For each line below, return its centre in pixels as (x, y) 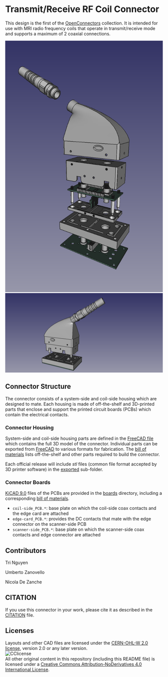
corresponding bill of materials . (37, 498)
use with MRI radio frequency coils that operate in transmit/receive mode (80, 28)
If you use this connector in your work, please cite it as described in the (79, 609)
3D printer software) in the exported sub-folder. (54, 469)
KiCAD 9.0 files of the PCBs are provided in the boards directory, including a (84, 493)
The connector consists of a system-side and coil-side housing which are (81, 398)
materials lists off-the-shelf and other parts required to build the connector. (82, 454)
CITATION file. (20, 615)
